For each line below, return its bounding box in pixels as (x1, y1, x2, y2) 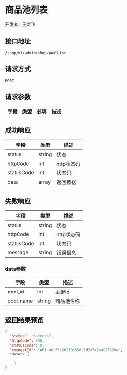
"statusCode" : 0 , (9, 343, 45, 348)
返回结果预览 (5, 316, 44, 324)
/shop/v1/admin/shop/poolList (5, 50, 67, 55)
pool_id (7, 289, 24, 295)
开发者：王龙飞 (5, 21, 35, 27)
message (7, 250, 29, 256)
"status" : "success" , (9, 333, 54, 338)
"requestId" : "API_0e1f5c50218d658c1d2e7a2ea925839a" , (9, 347, 123, 352)
